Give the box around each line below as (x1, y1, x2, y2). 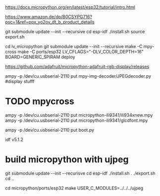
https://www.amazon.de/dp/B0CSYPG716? (5, 14, 93, 19)
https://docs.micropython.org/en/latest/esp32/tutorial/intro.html (5, 4, 135, 10)
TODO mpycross (5, 96, 74, 107)
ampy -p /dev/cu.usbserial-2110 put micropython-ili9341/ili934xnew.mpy (5, 112, 153, 118)
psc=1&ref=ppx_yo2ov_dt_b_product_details (5, 19, 95, 25)
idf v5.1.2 (5, 136, 23, 143)
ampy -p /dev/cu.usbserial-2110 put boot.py (5, 127, 95, 133)
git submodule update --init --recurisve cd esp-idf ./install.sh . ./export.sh (5, 170, 156, 176)
